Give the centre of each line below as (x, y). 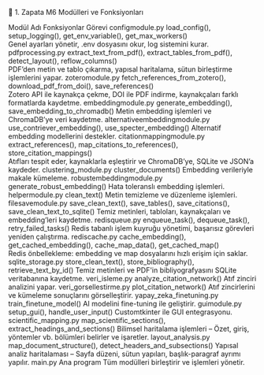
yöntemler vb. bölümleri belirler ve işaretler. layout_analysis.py (109, 337)
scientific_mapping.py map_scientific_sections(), (87, 320)
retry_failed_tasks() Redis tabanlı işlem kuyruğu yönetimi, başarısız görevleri (131, 228)
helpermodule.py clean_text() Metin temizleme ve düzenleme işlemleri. (123, 195)
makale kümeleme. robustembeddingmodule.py (86, 178)
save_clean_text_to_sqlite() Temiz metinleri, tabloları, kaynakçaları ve (119, 212)
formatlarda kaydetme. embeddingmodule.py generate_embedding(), (120, 103)
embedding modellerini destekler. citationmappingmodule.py (106, 136)
